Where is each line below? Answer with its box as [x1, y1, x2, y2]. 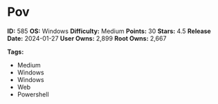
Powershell [17, 90, 50, 98]
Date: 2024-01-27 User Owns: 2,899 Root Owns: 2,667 [7, 34, 167, 42]
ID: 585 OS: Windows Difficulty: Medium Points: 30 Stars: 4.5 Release [7, 27, 211, 35]
